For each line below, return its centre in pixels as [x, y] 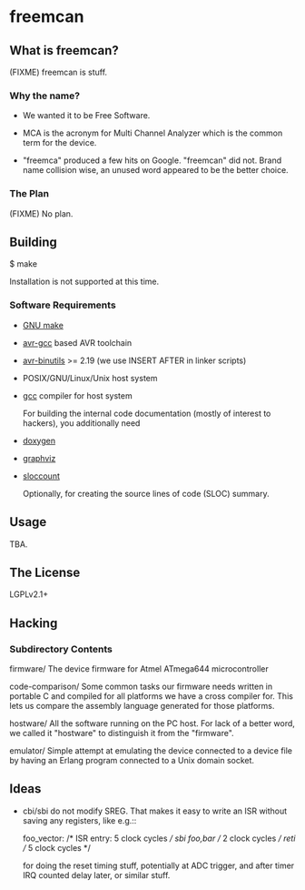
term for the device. [59, 143]
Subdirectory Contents [61, 649]
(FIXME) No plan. [41, 213]
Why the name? [44, 96]
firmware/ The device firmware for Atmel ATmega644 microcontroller [139, 669]
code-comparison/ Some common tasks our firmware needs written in [141, 687]
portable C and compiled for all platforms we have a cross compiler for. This [151, 696]
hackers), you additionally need [81, 423]
